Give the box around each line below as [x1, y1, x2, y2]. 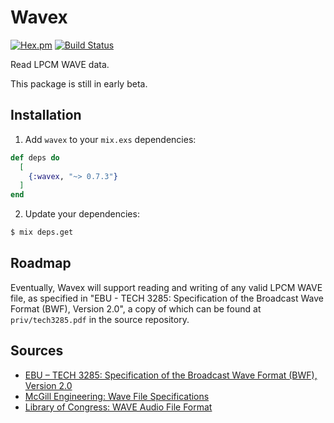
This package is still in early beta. [10, 77, 148, 90]
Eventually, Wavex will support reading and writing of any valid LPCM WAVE [10, 281, 323, 293]
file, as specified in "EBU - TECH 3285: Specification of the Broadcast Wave [10, 292, 324, 304]
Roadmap [10, 255, 72, 272]
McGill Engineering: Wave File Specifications [24, 390, 210, 402]
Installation [10, 107, 82, 124]
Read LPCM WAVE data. [10, 58, 110, 70]
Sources [10, 342, 64, 360]
